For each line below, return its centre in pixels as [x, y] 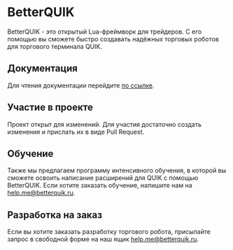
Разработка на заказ [55, 215]
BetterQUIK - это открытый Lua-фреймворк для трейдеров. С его [105, 32]
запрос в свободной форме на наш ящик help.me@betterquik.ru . [103, 239]
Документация [43, 68]
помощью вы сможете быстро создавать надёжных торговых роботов [113, 39]
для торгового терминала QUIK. [55, 46]
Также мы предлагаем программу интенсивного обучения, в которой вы [117, 171]
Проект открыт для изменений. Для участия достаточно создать [104, 124]
